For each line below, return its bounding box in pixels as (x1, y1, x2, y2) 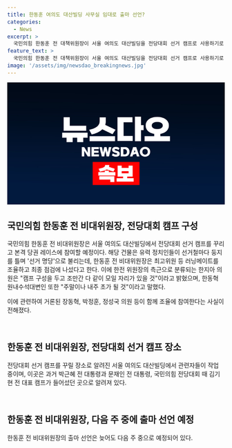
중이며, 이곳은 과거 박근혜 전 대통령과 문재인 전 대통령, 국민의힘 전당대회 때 (7, 369, 208, 378)
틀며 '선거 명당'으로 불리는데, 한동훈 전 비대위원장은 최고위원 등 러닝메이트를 (14, 257, 219, 265)
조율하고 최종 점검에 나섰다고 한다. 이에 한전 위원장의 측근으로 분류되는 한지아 (7, 266, 215, 274)
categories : (7, 18, 41, 26)
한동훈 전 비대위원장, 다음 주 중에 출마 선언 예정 (7, 414, 195, 426)
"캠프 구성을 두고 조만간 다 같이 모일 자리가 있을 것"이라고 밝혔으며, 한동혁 (19, 274, 219, 282)
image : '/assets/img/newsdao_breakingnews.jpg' (7, 62, 147, 69)
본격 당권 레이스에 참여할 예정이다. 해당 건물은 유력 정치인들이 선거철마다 (14, 249, 210, 257)
